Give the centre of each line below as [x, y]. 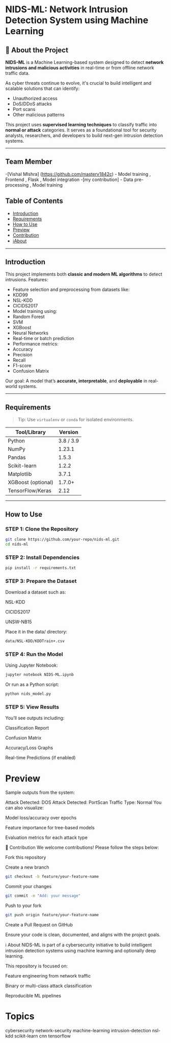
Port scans [24, 109]
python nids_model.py [28, 694]
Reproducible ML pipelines [33, 995]
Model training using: [35, 311]
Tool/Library [30, 432]
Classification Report [27, 728]
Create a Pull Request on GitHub [39, 924]
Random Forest [28, 317]
